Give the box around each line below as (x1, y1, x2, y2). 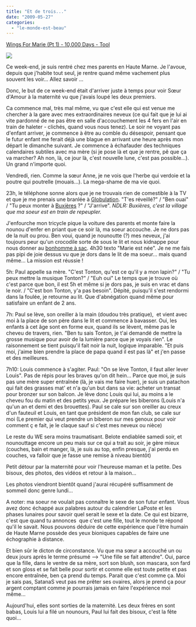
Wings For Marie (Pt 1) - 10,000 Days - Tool (6, 41, 110, 48)
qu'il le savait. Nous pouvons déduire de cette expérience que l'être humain (6, 523, 188, 530)
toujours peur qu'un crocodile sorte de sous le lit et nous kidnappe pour (6, 238, 179, 246)
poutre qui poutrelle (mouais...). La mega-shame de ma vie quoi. (6, 178, 161, 185)
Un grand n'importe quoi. (6, 161, 67, 168)
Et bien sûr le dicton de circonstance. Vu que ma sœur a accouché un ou (6, 547, 183, 554)
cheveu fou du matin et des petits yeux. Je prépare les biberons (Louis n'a (6, 397, 185, 404)
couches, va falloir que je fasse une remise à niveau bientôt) (6, 452, 152, 459)
